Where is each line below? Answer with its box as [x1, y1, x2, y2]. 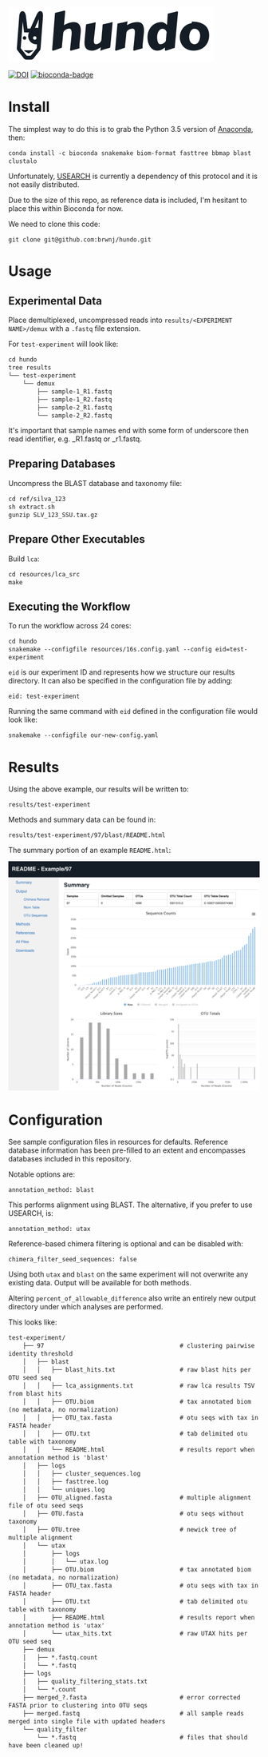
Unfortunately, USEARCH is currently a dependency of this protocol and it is [8, 171, 258, 181]
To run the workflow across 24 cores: [8, 621, 132, 631]
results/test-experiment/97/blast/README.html [8, 831, 166, 839]
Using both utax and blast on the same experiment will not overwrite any [8, 1269, 249, 1279]
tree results [8, 363, 52, 372]
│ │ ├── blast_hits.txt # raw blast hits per [22, 1366, 251, 1374]
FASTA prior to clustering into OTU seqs [8, 1702, 148, 1710]
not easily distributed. [8, 179, 80, 189]
